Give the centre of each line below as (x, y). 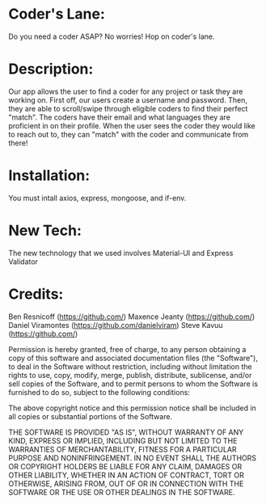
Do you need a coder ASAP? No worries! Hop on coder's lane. (112, 36)
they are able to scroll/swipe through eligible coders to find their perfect (128, 108)
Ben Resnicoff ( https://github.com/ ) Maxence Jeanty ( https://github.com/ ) (132, 317)
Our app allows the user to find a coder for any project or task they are (126, 91)
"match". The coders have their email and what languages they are (119, 117)
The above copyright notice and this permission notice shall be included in (132, 408)
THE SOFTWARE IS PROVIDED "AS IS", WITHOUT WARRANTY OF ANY (126, 432)
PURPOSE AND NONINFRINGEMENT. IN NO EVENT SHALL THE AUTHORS (133, 458)
